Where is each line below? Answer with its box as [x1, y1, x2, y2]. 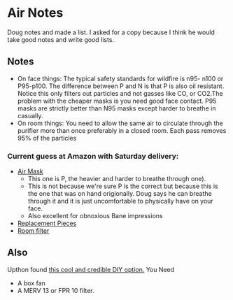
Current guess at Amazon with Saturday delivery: [7, 151, 179, 161]
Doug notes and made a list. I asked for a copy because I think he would [7, 28, 216, 36]
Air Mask [17, 167, 43, 176]
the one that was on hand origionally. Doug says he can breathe [27, 190, 212, 198]
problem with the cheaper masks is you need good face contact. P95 [17, 97, 217, 105]
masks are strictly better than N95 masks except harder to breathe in [17, 103, 216, 113]
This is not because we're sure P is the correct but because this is [27, 182, 218, 190]
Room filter [17, 227, 50, 235]
